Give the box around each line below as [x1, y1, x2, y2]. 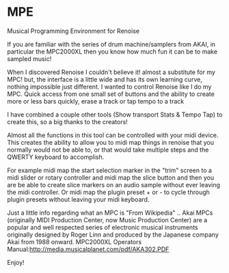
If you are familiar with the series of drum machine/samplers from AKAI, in [7, 40, 216, 48]
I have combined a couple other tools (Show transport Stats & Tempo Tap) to [7, 110, 223, 119]
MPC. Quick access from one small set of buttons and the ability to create [7, 90, 215, 98]
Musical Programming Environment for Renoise [7, 27, 140, 35]
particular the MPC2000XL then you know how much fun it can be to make [7, 47, 217, 56]
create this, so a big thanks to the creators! [7, 117, 128, 126]
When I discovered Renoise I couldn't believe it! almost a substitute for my [7, 68, 215, 76]
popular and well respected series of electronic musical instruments [7, 223, 198, 231]
